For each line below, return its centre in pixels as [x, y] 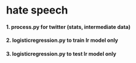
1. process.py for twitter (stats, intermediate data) [68, 26]
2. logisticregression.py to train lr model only [62, 40]
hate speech [37, 10]
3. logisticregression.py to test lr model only [61, 54]
